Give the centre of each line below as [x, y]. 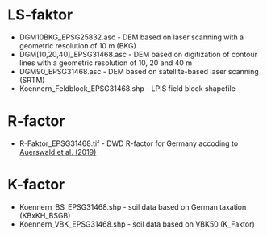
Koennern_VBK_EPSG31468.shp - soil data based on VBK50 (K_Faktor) [137, 224]
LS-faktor [40, 15]
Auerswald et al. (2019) [58, 152]
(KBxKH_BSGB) [45, 215]
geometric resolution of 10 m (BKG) [77, 45]
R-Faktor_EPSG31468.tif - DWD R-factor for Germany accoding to [129, 143]
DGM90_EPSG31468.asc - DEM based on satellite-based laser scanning [139, 71]
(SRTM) [32, 80]
